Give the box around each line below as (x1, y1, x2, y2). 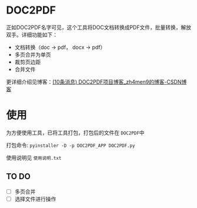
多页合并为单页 (14, 51, 51, 58)
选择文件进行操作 (14, 195, 56, 202)
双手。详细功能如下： (6, 31, 58, 38)
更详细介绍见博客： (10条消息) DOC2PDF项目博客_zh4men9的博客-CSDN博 (6, 78, 187, 85)
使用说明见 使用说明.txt (6, 154, 62, 161)
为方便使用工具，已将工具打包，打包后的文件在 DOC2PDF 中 (6, 129, 145, 136)
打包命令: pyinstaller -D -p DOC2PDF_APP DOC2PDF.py (6, 141, 135, 148)
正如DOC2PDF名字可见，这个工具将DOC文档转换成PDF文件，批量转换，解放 (6, 24, 192, 31)
